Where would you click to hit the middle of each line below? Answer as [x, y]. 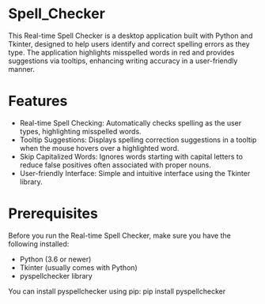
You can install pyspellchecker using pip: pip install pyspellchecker [117, 291]
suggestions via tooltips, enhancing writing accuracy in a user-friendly [123, 61]
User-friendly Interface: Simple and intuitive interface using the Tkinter [135, 173]
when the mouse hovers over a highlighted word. [99, 148]
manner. [22, 69]
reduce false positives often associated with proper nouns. [115, 165]
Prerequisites [53, 214]
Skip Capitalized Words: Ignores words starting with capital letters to [131, 156]
